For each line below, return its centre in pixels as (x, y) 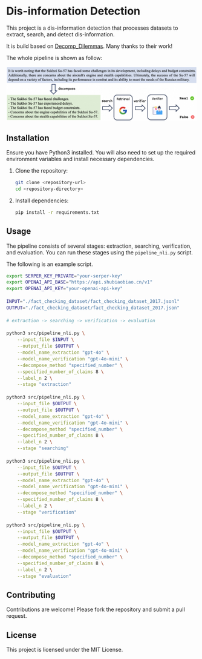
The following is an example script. (50, 264)
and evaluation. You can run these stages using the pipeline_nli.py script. (100, 252)
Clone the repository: (41, 171)
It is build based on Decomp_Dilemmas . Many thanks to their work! (90, 46)
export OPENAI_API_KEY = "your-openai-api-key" (64, 289)
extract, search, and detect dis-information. (60, 34)
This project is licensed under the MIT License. (65, 650)
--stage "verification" (47, 512)
